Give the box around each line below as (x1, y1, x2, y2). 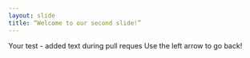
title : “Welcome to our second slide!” (8, 19, 142, 27)
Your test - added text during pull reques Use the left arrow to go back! (8, 41, 243, 50)
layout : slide (8, 11, 56, 20)
